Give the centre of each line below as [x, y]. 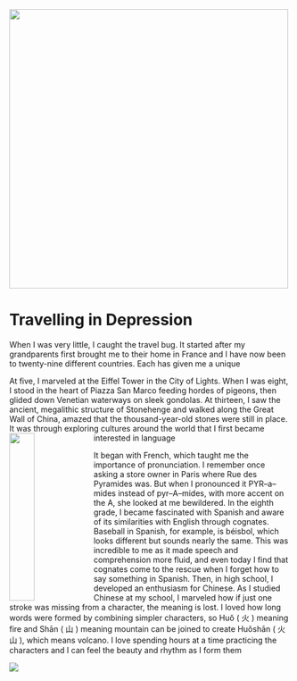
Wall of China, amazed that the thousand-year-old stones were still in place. [148, 418]
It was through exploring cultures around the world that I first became [137, 428]
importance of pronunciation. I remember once [179, 465]
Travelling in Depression [101, 320]
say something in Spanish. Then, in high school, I [183, 578]
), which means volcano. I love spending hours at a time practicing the [148, 640]
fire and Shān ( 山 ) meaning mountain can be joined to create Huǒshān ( [143, 628]
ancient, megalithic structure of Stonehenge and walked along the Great [142, 409]
